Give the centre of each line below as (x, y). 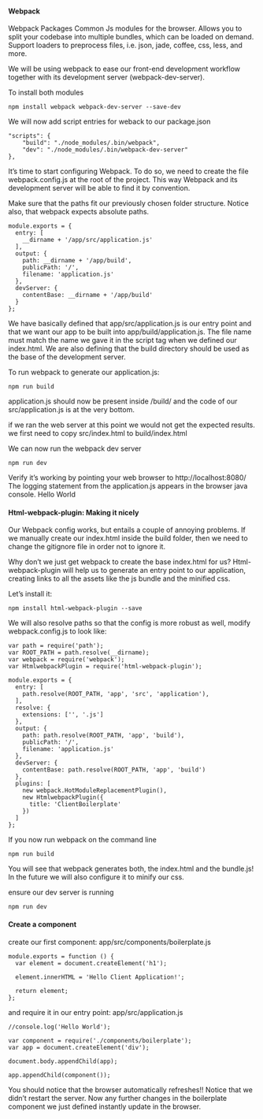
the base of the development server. (67, 357)
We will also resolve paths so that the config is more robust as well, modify (129, 623)
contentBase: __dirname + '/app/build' (88, 296)
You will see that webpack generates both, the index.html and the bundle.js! (131, 869)
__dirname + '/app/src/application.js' (88, 240)
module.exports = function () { (61, 956)
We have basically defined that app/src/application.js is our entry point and (130, 324)
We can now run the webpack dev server (75, 448)
